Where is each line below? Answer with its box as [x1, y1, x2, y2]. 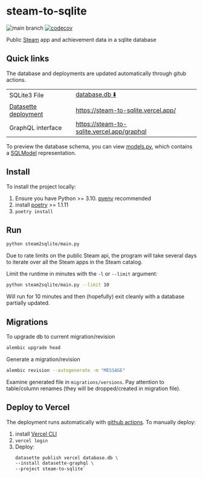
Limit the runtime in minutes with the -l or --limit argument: [6, 270, 158, 277]
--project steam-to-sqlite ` [14, 466, 86, 472]
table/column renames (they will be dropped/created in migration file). [6, 385, 181, 392]
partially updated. [6, 299, 50, 307]
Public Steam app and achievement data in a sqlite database [6, 36, 156, 43]
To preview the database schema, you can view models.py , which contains [6, 142, 193, 150]
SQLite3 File [9, 91, 44, 99]
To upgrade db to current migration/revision [6, 333, 115, 340]
